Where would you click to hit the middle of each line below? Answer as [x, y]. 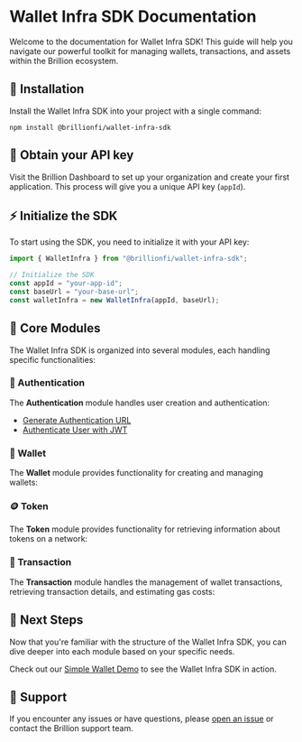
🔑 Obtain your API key [72, 155]
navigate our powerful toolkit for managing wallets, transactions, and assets [150, 51]
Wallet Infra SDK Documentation [133, 17]
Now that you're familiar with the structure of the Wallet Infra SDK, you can [148, 642]
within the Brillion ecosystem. [64, 60]
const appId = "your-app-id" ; [66, 283]
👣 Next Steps [46, 620]
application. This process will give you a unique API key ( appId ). [128, 186]
